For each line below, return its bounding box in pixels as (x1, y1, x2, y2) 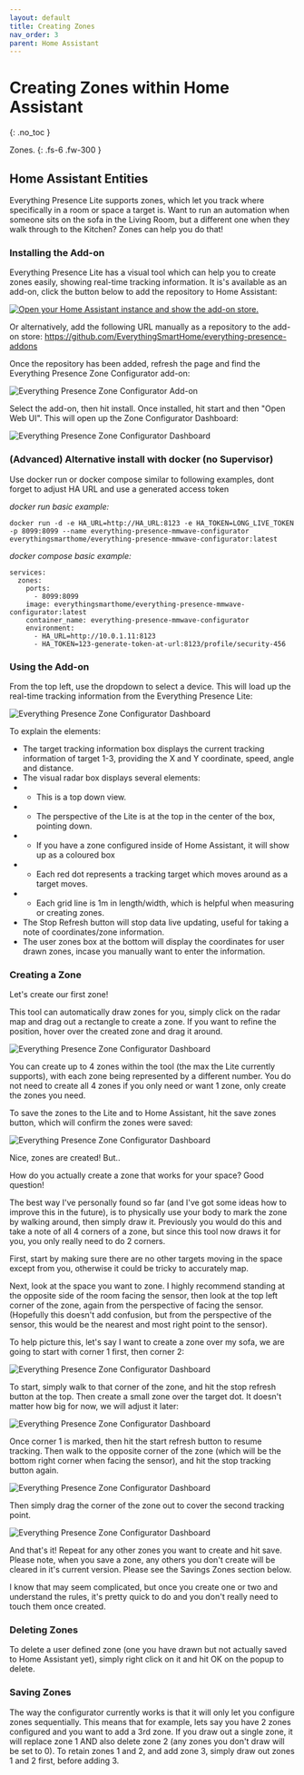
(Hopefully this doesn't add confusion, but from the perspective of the (9, 1309, 272, 1320)
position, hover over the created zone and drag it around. (9, 1026, 223, 1037)
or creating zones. (35, 907, 104, 917)
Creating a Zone (9, 968, 82, 981)
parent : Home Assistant (9, 38, 100, 48)
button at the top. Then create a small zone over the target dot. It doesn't (9, 1391, 282, 1402)
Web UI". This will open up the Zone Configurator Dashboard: (9, 413, 239, 424)
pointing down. (35, 820, 93, 831)
